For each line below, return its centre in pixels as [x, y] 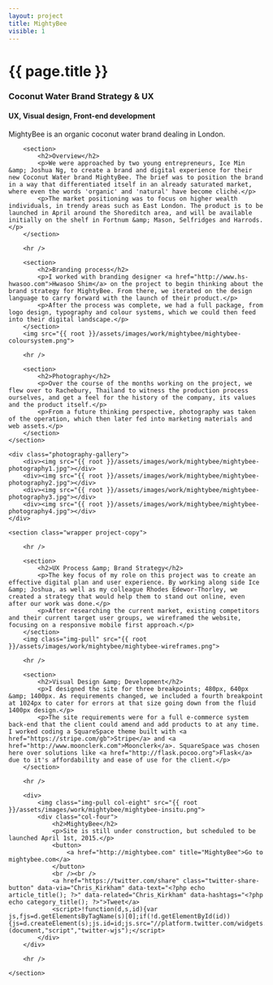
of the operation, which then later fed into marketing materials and [130, 419]
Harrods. [249, 220]
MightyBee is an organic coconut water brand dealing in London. [117, 134]
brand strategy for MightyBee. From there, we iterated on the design [130, 291]
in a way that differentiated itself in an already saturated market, [130, 184]
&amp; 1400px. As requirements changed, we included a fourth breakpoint [136, 696]
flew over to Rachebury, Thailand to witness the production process [129, 391]
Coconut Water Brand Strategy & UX [81, 97]
